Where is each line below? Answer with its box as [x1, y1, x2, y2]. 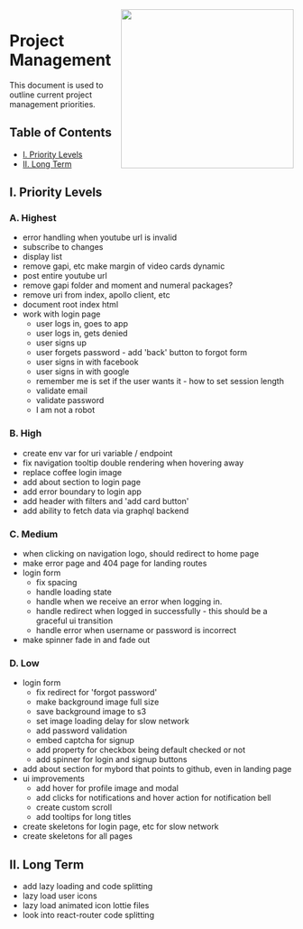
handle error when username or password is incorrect [35, 625, 237, 636]
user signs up [35, 337, 87, 348]
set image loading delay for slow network [35, 716, 189, 727]
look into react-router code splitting [22, 910, 155, 921]
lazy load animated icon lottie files [22, 900, 150, 911]
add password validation [35, 725, 128, 736]
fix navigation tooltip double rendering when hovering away [22, 457, 244, 468]
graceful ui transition [35, 615, 114, 626]
